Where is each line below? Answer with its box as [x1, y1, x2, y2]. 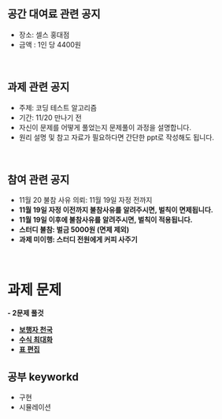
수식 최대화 [18, 335, 53, 345]
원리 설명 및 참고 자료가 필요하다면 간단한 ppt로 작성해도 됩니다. [18, 133, 214, 142]
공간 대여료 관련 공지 [7, 7, 101, 21]
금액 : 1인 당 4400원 [18, 39, 82, 49]
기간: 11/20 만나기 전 [18, 113, 82, 122]
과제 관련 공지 [7, 80, 70, 94]
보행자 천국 [18, 325, 53, 335]
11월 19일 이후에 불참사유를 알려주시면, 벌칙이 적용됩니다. [18, 215, 194, 225]
